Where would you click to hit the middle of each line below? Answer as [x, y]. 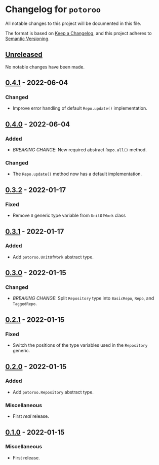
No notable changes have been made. [45, 67]
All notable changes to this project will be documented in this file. [73, 23]
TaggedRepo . [25, 304]
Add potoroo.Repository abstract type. [53, 392]
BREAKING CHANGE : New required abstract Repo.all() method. [79, 150]
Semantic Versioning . [27, 39]
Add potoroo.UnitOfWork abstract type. [53, 257]
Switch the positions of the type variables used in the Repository [80, 345]
